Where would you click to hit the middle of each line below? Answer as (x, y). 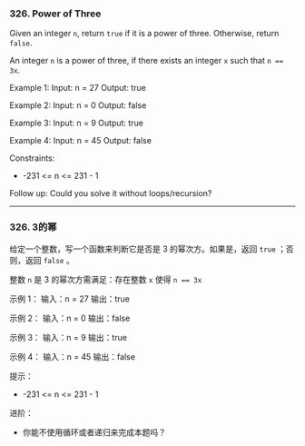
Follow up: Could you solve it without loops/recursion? (111, 193)
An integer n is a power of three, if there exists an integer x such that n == (147, 61)
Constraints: (32, 158)
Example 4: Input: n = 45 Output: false (81, 141)
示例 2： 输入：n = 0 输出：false (70, 318)
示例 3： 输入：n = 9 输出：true (68, 337)
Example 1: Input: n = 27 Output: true (78, 88)
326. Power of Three (55, 14)
